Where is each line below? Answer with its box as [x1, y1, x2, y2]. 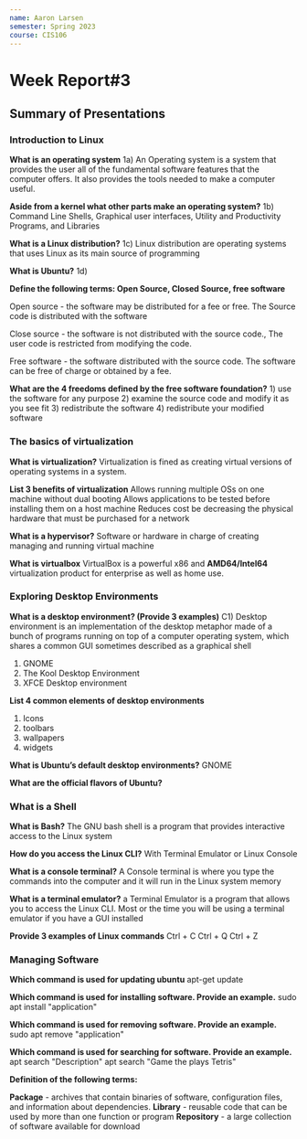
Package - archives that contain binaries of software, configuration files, [9, 1091, 283, 1102]
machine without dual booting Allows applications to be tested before [9, 493, 270, 504]
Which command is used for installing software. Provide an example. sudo [9, 992, 297, 1003]
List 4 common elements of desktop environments [9, 695, 205, 706]
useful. [9, 184, 36, 195]
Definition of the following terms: [9, 1074, 138, 1085]
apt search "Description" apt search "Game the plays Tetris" [9, 1057, 237, 1068]
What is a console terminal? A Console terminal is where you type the [9, 866, 275, 878]
